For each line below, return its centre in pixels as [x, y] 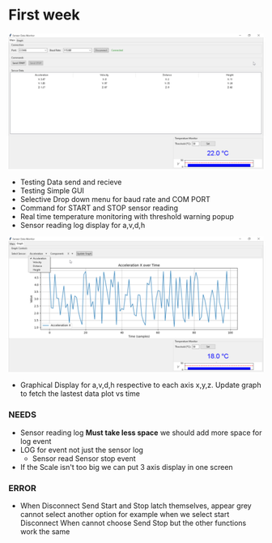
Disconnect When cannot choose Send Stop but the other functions [133, 523]
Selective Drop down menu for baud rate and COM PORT [115, 199]
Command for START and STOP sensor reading [99, 208]
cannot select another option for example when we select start [125, 515]
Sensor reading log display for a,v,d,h [83, 225]
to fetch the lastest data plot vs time [80, 394]
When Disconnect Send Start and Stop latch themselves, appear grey [136, 506]
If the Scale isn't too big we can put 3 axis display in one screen [126, 467]
